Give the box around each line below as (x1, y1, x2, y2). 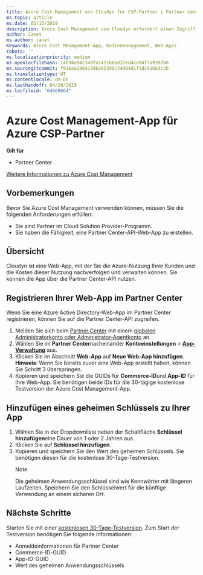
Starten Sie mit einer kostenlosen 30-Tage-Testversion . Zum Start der (6, 524, 179, 531)
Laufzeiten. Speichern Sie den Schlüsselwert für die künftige (14, 484, 166, 491)
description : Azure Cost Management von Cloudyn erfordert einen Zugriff (6, 25, 196, 32)
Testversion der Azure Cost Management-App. (14, 385, 132, 392)
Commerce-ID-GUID (14, 548, 66, 556)
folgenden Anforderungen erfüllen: (6, 210, 93, 218)
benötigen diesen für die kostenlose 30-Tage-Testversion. (14, 454, 160, 462)
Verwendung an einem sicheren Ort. (14, 491, 106, 498)
